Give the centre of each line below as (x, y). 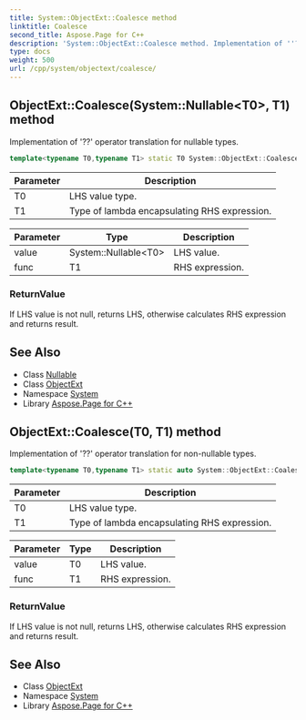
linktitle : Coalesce (49, 26)
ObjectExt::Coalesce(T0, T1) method (115, 432)
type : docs (30, 52)
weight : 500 (32, 60)
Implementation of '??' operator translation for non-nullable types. (133, 454)
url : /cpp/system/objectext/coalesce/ (83, 69)
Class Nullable (50, 374)
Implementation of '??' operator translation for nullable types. (124, 141)
